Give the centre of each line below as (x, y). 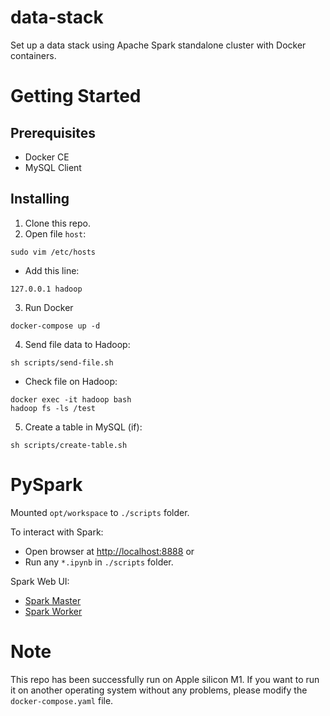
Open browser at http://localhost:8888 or (109, 551)
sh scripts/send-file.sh (62, 362)
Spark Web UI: (40, 581)
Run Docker (49, 307)
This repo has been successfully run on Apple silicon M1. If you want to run (165, 679)
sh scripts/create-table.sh (69, 445)
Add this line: (52, 270)
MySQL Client (53, 167)
